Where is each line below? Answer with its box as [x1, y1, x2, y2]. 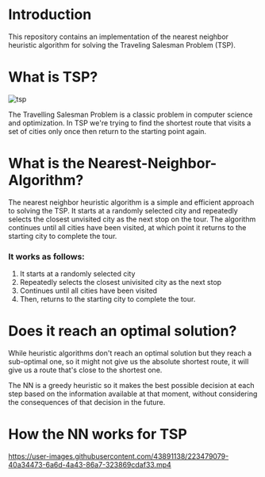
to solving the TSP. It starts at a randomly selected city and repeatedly [8, 206, 238, 215]
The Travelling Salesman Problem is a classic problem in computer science [8, 110, 253, 119]
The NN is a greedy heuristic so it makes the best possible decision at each [8, 381, 255, 390]
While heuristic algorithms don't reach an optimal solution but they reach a [8, 348, 252, 358]
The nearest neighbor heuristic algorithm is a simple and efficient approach [8, 197, 255, 207]
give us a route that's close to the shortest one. [8, 365, 163, 375]
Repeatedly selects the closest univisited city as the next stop [19, 278, 222, 287]
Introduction [8, 6, 92, 24]
